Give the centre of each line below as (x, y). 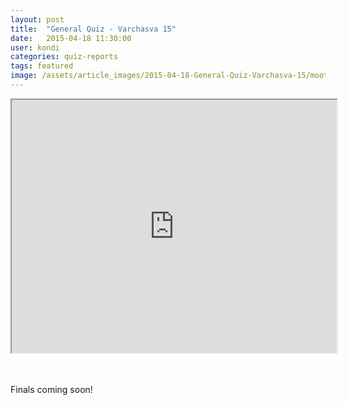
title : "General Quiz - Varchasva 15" (93, 29)
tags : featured (42, 66)
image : (24, 76)
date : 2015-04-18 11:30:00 (71, 38)
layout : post (37, 19)
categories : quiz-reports (64, 57)
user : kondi (35, 47)
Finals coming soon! (51, 389)
